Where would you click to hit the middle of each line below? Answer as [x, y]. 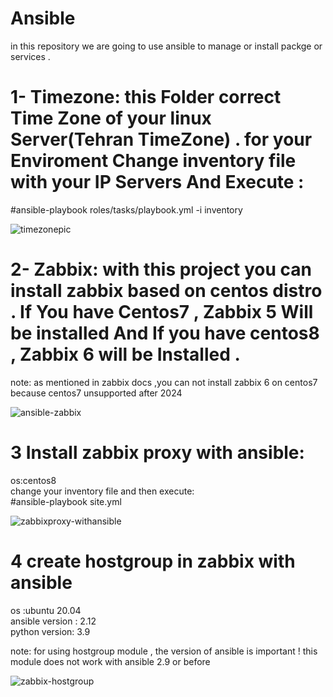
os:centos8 [33, 480]
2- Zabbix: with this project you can [161, 269]
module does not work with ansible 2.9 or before [110, 661]
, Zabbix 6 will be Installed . [125, 354]
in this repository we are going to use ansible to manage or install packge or [166, 46]
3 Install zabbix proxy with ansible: [157, 453]
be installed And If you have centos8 [165, 333]
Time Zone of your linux [111, 118]
